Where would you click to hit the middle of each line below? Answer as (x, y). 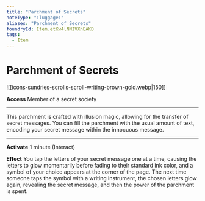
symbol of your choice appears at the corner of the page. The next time (96, 172)
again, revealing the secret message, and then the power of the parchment (100, 185)
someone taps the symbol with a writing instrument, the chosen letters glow (102, 178)
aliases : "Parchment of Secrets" (49, 23)
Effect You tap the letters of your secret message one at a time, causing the (102, 158)
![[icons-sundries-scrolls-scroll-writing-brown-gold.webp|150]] (86, 87)
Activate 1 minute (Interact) (41, 147)
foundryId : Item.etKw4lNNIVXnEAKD (50, 29)
